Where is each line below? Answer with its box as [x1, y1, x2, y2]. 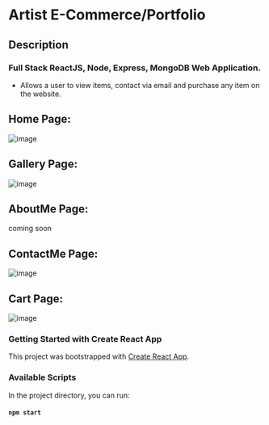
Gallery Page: [8, 158, 78, 171]
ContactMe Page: [8, 246, 99, 260]
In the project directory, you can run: [8, 390, 130, 400]
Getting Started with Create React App [8, 333, 162, 344]
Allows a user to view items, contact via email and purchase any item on [19, 80, 260, 90]
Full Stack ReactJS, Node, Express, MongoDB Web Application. [8, 62, 261, 74]
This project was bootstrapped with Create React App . [8, 351, 190, 361]
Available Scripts [8, 372, 77, 383]
